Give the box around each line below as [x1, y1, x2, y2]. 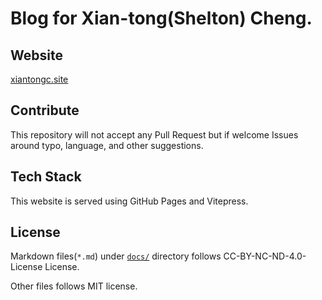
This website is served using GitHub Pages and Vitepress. [10, 195, 249, 207]
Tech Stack [10, 168, 82, 186]
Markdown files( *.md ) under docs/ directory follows [10, 250, 222, 262]
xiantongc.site [10, 73, 69, 85]
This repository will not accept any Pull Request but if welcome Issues [10, 128, 299, 141]
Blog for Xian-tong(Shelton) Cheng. [10, 7, 313, 30]
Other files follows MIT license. [10, 280, 138, 292]
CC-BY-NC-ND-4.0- [223, 250, 307, 262]
